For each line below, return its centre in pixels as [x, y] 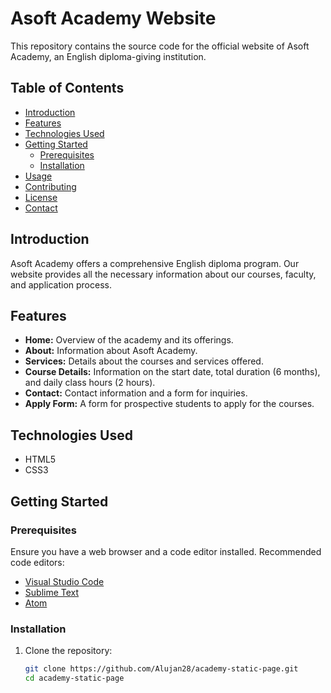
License [41, 197]
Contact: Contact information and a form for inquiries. [136, 393]
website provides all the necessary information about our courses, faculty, [163, 274]
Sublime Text [52, 592]
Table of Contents [67, 88]
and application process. [61, 284]
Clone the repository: [68, 651]
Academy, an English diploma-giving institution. [108, 56]
